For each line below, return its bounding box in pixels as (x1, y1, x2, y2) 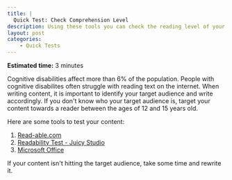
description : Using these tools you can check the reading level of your (7, 23, 226, 30)
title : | (7, 10, 33, 17)
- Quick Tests (19, 42, 60, 49)
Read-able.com (17, 131, 62, 139)
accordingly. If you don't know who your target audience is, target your (7, 97, 210, 105)
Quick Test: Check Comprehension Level (13, 17, 129, 24)
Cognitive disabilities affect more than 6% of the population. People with (7, 75, 215, 83)
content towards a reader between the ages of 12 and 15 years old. (7, 105, 198, 112)
